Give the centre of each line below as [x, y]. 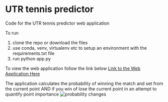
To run [12, 33]
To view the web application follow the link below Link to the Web [73, 68]
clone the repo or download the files [50, 42]
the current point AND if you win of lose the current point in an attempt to [81, 88]
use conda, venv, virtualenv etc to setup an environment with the [79, 48]
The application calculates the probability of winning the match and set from [84, 83]
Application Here [23, 73]
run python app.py [32, 58]
